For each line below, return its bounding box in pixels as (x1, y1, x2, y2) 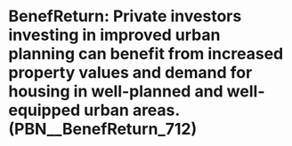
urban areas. (83, 100, 180, 120)
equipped (8, 100, 81, 120)
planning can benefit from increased (8, 44, 284, 64)
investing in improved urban (8, 25, 221, 45)
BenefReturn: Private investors (8, 6, 242, 27)
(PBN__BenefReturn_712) (8, 119, 198, 139)
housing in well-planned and (8, 81, 223, 102)
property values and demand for (8, 63, 253, 83)
